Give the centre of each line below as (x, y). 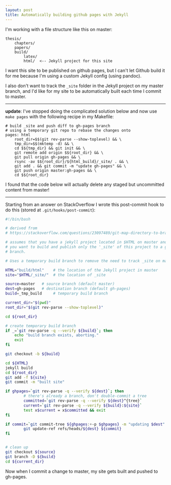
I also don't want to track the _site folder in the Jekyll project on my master (84, 86)
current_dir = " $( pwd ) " (28, 303)
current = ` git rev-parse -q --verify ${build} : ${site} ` (83, 406)
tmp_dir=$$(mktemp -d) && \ (44, 144)
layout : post (19, 10)
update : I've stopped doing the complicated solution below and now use (81, 111)
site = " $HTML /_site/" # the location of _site (55, 275)
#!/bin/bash (18, 219)
